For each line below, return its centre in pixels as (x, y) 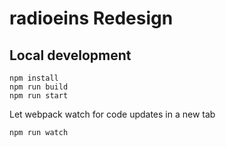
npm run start (39, 96)
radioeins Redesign (91, 18)
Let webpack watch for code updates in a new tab (112, 114)
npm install (34, 78)
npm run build (39, 87)
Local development (70, 55)
